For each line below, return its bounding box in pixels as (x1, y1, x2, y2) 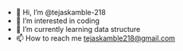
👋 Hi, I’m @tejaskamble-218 (15, 8, 106, 17)
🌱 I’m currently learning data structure (15, 25, 141, 33)
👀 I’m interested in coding (15, 16, 100, 25)
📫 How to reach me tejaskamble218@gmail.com (15, 33, 176, 43)
